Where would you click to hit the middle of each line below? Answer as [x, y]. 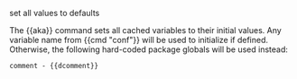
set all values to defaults [55, 13]
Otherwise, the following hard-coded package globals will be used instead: [149, 49]
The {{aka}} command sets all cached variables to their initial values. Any [145, 30]
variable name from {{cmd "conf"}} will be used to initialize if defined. [139, 40]
